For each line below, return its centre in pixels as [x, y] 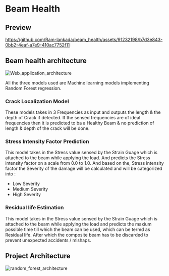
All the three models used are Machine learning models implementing [77, 83]
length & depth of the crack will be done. [47, 128]
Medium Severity [30, 189]
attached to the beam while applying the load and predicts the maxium [78, 224]
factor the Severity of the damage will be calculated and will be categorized [84, 169]
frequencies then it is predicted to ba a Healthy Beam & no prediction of [80, 123]
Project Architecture [38, 256]
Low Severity [26, 184]
